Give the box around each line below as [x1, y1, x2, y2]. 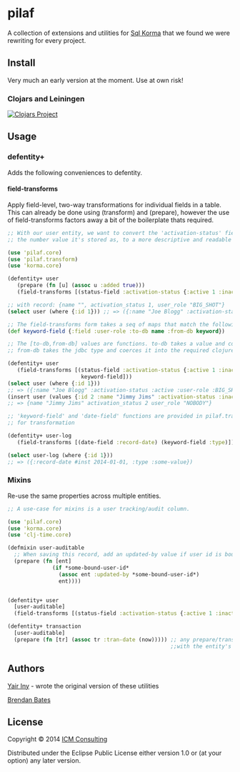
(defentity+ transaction [7, 623, 81, 630]
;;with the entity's [170, 643, 232, 650]
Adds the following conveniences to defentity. [7, 168, 143, 176]
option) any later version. [7, 756, 81, 765]
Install [7, 57, 36, 69]
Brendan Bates [7, 695, 51, 704]
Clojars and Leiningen [7, 94, 85, 104]
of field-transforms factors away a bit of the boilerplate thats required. [7, 216, 214, 224]
